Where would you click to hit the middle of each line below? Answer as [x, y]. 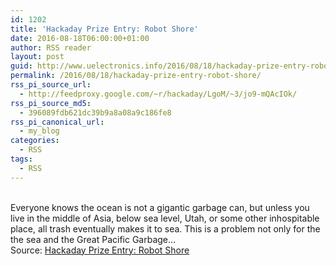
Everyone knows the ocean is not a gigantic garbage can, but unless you [160, 207]
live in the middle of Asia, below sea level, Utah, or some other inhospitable [165, 218]
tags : [21, 159]
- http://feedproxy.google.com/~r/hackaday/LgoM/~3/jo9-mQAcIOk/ [158, 94]
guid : [21, 66]
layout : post [37, 57]
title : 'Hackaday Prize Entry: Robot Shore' [104, 29]
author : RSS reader [51, 47]
